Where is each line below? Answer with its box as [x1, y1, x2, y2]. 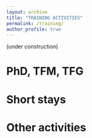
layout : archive [6, 9, 48, 15]
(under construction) [6, 43, 58, 50]
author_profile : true [6, 26, 62, 33]
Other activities [6, 120, 87, 134]
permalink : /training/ [6, 20, 64, 26]
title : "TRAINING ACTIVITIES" [6, 15, 83, 21]
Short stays [6, 93, 66, 106]
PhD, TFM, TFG [6, 64, 84, 79]
